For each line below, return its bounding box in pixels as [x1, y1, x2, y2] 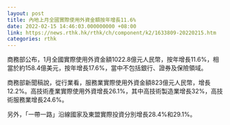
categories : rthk [7, 36, 57, 43]
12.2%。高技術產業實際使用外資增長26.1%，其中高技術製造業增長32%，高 [7, 87, 218, 95]
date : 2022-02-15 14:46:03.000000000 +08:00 [7, 23, 137, 30]
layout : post [7, 10, 45, 17]
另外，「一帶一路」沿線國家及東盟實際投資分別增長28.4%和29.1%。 [7, 111, 196, 119]
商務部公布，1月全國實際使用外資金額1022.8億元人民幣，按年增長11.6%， [7, 56, 214, 64]
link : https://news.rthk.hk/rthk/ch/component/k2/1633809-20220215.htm [7, 29, 216, 36]
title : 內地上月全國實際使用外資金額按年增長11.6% [7, 16, 136, 23]
